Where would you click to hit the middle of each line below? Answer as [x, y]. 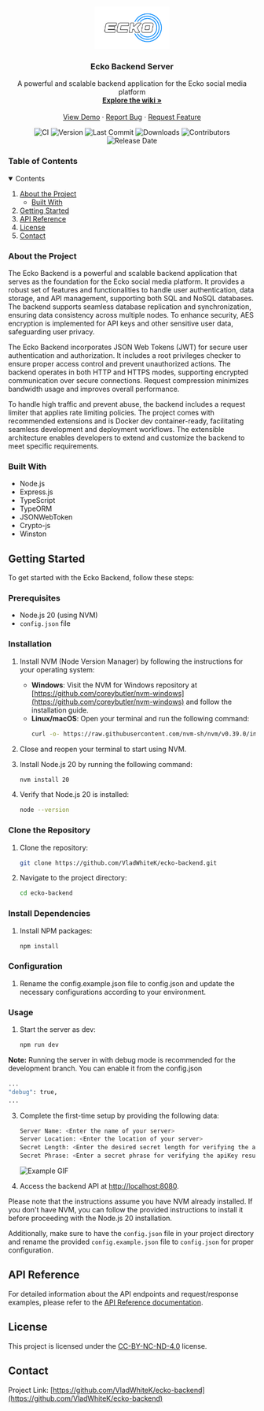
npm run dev [39, 1045]
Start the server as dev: [57, 1029]
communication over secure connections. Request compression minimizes [128, 380]
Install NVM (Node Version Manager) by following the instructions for [131, 661]
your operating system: [57, 669]
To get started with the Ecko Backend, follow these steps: [101, 578]
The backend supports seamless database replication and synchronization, [130, 307]
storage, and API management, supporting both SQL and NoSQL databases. [131, 298]
